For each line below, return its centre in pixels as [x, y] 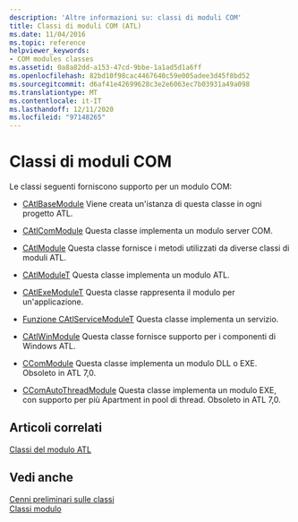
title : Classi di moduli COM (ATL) [76, 26]
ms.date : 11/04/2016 [48, 34]
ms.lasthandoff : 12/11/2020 [62, 109]
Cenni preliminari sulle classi [62, 499]
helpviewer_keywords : [50, 51]
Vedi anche [42, 478]
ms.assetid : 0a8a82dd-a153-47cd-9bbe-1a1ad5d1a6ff [106, 68]
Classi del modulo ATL [51, 449]
